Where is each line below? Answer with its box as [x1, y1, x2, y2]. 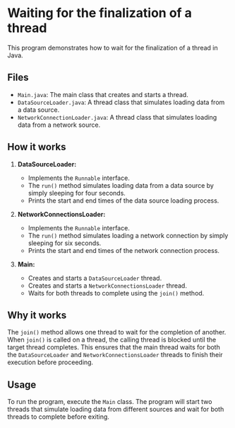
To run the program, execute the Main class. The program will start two [7, 398, 212, 406]
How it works [7, 141, 66, 153]
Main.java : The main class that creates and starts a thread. [17, 90, 188, 98]
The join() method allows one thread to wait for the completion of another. [7, 328, 227, 337]
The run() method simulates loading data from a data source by [28, 181, 214, 189]
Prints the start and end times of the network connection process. [28, 246, 220, 254]
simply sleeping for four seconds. [28, 188, 126, 197]
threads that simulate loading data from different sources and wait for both [7, 405, 224, 414]
